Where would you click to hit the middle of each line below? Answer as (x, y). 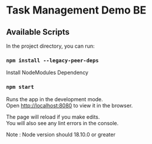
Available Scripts (38, 32)
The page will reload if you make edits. (53, 117)
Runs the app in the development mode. (54, 99)
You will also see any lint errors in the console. (62, 123)
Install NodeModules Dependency (47, 73)
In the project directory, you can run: (50, 46)
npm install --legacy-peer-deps (52, 60)
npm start (20, 87)
